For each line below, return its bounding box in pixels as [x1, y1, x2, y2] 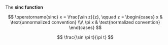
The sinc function [5, 4, 43, 10]
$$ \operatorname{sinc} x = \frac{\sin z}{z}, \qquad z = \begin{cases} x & [8, 14, 163, 19]
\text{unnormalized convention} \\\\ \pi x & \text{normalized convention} [10, 19, 160, 25]
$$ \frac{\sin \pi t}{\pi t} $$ [56, 34, 114, 40]
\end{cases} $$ [69, 24, 102, 30]
